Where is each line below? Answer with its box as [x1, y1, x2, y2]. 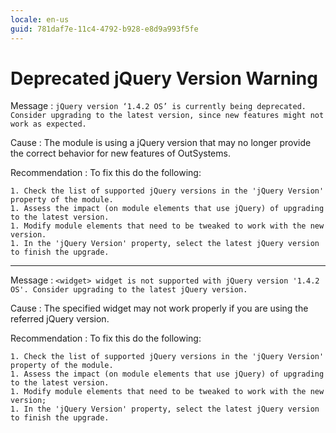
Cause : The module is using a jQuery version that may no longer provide [10, 137, 312, 149]
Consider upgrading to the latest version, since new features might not [10, 111, 325, 121]
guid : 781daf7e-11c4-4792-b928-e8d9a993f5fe [10, 24, 199, 34]
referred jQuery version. [10, 313, 110, 325]
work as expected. [10, 119, 87, 130]
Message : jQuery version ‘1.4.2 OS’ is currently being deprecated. [10, 100, 307, 112]
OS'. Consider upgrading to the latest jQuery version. [10, 285, 248, 295]
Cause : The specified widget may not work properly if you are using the [10, 302, 309, 315]
